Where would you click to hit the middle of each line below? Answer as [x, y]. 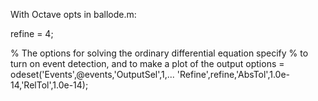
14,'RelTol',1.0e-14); [49, 85]
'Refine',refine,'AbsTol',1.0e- [233, 74]
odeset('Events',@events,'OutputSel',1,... [92, 74]
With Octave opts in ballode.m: [73, 14]
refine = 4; [32, 33]
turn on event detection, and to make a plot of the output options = [147, 63]
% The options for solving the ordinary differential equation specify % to [159, 53]
